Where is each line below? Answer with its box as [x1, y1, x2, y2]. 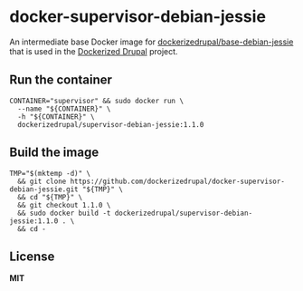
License [9, 248, 55, 264]
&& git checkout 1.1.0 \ [17, 200, 111, 209]
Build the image [9, 145, 99, 160]
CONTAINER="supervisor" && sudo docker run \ [9, 96, 184, 105]
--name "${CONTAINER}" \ [17, 104, 111, 113]
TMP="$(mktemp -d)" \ [9, 169, 91, 178]
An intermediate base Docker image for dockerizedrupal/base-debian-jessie [9, 36, 294, 47]
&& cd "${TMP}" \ [17, 192, 83, 201]
